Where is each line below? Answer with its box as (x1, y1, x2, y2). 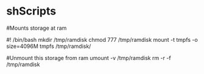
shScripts (6, 4, 57, 18)
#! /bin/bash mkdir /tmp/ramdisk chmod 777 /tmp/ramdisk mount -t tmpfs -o (6, 36, 198, 43)
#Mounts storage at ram (6, 24, 67, 32)
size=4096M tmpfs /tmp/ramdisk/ (6, 42, 91, 50)
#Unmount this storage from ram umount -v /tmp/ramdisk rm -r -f (6, 54, 172, 61)
